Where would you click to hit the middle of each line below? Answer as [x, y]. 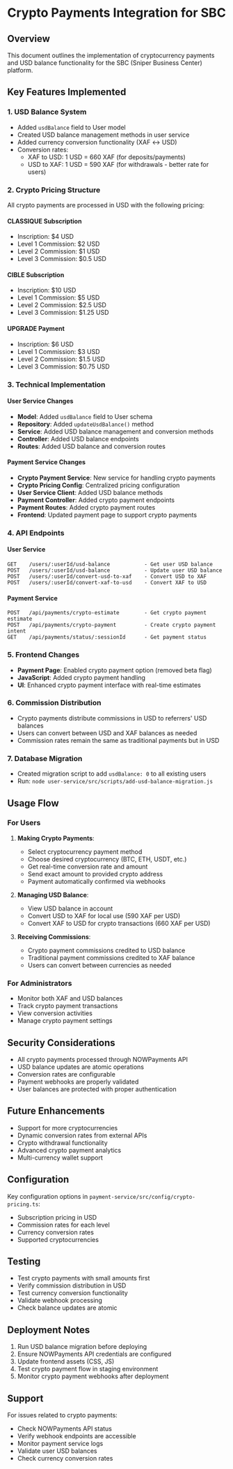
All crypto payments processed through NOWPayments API [102, 1059]
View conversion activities [55, 1013]
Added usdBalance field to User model [72, 127]
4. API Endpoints [36, 533]
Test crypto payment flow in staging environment [88, 1369]
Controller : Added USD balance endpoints [78, 438]
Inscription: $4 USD [46, 237]
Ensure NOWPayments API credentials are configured [94, 1354]
